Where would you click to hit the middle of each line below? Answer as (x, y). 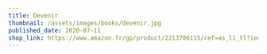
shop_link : (26, 38)
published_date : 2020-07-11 (55, 30)
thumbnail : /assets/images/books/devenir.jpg (85, 23)
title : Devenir (33, 15)
